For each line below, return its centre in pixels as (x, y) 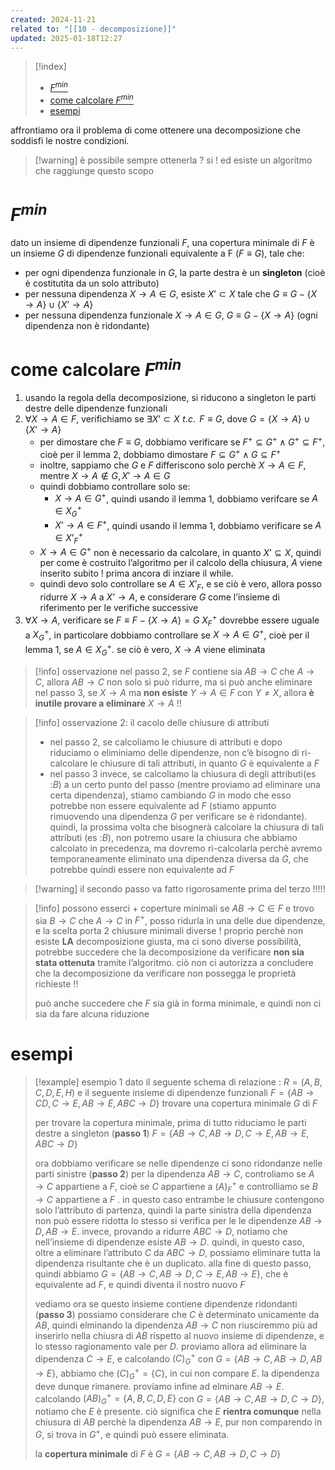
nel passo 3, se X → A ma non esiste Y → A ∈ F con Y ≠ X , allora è (174, 692)
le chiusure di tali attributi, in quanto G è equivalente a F (204, 763)
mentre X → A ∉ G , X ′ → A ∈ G (105, 475)
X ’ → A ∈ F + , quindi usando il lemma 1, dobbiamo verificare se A (188, 524)
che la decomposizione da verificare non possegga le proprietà (165, 973)
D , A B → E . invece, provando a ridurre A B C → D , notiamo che (161, 1231)
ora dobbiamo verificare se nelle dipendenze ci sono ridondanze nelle (178, 1163)
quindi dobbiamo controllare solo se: (115, 486)
